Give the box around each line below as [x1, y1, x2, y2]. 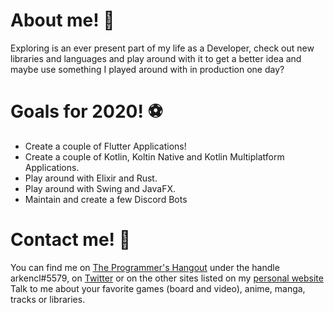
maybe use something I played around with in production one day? [10, 63, 285, 75]
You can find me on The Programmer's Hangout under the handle [10, 261, 280, 273]
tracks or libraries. [10, 293, 86, 305]
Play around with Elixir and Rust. [24, 172, 158, 184]
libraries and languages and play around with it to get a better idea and [10, 52, 302, 64]
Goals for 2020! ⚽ [10, 100, 163, 123]
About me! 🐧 [10, 9, 115, 32]
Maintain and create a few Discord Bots [24, 193, 188, 205]
